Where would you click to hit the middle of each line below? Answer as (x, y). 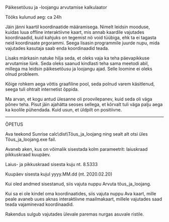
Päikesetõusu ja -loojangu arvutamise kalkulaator (56, 7)
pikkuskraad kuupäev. (28, 154)
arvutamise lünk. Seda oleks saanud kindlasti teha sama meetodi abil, (77, 63)
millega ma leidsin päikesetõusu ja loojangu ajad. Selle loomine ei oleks (79, 69)
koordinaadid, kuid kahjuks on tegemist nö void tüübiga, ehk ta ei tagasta (81, 38)
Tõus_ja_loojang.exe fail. (31, 139)
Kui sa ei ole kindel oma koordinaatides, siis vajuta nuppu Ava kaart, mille (81, 193)
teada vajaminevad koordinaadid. (39, 204)
